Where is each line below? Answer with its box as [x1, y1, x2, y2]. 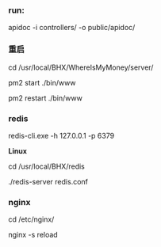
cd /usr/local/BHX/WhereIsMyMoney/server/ [8, 63, 154, 72]
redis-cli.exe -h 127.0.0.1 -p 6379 [8, 131, 115, 140]
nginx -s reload [8, 230, 58, 240]
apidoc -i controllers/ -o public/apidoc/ [8, 23, 136, 32]
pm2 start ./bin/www [8, 78, 76, 87]
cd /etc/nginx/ [8, 215, 55, 224]
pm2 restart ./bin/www [8, 93, 83, 103]
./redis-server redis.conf [8, 177, 89, 186]
